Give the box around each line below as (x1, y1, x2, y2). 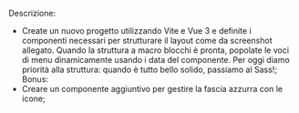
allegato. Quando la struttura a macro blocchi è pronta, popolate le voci (21, 45, 289, 56)
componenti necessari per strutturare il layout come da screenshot (21, 36, 273, 46)
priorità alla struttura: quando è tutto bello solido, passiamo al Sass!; (21, 64, 278, 75)
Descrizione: (8, 8, 57, 18)
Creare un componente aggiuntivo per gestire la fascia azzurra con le (21, 84, 284, 94)
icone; (21, 93, 46, 104)
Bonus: (21, 74, 49, 85)
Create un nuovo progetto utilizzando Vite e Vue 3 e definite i (21, 26, 252, 36)
